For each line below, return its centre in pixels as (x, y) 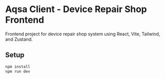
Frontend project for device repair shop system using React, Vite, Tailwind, (83, 34)
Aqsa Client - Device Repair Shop (76, 9)
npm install (18, 66)
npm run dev (18, 71)
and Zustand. (19, 39)
